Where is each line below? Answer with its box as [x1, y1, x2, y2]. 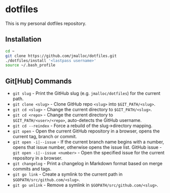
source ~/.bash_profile [5, 62, 56, 68]
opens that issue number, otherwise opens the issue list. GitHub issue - [12, 144, 162, 150]
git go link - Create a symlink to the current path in [12, 171, 123, 177]
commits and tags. [12, 166, 52, 172]
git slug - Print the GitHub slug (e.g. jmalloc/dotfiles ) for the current [12, 90, 161, 96]
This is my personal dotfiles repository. [5, 20, 87, 26]
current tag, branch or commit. [12, 134, 77, 140]
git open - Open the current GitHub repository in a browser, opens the [12, 128, 160, 134]
